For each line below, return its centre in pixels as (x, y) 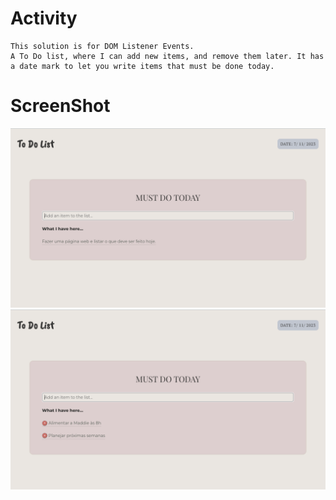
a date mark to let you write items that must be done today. (142, 66)
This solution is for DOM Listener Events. (102, 46)
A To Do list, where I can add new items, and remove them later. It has (167, 56)
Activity (44, 18)
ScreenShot (60, 106)
